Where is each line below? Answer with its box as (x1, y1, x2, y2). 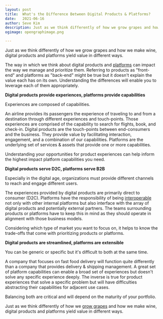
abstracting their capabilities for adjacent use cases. (5, 284, 110, 290)
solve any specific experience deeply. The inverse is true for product (5, 274, 143, 280)
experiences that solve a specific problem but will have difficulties (5, 279, 137, 285)
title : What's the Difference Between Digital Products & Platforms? (5, 12, 151, 17)
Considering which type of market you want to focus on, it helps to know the (5, 225, 158, 231)
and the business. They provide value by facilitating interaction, (5, 132, 132, 137)
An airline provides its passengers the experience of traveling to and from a (5, 111, 156, 117)
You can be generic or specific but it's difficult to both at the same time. (5, 249, 148, 255)
